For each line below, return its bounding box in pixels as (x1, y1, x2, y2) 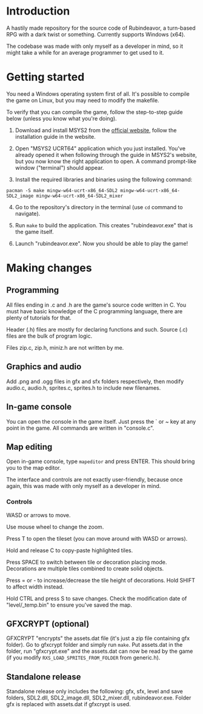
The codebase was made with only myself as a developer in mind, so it (6, 42, 184, 50)
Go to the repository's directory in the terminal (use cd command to (15, 203, 183, 210)
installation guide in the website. (15, 133, 96, 140)
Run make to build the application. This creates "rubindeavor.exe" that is (15, 221, 193, 229)
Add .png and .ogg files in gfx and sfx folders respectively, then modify (6, 378, 184, 385)
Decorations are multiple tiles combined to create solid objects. (6, 565, 164, 572)
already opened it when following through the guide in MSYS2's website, (15, 151, 197, 158)
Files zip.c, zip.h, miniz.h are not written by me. (6, 344, 124, 351)
